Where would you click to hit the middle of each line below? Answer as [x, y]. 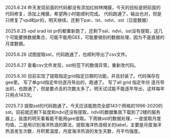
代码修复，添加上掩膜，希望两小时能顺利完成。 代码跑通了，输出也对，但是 [83, 14]
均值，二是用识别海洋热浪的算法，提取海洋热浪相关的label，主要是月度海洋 [83, 125]
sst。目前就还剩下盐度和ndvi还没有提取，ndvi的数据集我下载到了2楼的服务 [83, 112]
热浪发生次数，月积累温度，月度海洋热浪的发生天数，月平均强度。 [74, 131]
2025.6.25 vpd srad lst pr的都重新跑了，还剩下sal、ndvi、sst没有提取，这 [82, 31]
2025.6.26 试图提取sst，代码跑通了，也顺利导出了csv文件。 [68, 54]
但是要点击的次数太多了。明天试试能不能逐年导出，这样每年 [102, 89]
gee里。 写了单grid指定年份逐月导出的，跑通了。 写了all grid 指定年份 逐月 [83, 82]
